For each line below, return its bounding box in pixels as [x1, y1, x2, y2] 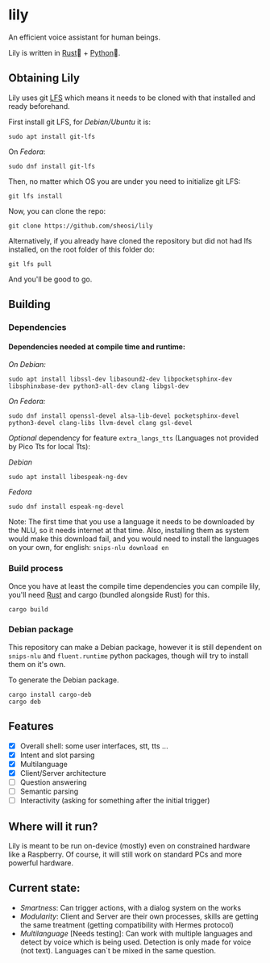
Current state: [8, 882, 81, 895]
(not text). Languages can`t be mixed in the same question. [19, 945, 216, 955]
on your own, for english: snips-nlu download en [8, 543, 169, 552]
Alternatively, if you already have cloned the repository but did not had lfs [8, 236, 252, 245]
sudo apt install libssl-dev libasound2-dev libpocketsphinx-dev [8, 375, 232, 384]
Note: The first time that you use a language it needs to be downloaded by [8, 517, 255, 527]
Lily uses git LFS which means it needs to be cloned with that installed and [8, 93, 255, 102]
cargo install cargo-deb [8, 690, 92, 698]
